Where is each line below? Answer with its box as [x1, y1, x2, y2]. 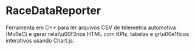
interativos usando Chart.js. [5, 37, 75, 44]
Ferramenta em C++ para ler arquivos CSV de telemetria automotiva [5, 24, 177, 31]
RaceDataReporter [5, 4, 101, 18]
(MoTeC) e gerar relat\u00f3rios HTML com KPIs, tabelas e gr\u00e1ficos [5, 30, 190, 37]
